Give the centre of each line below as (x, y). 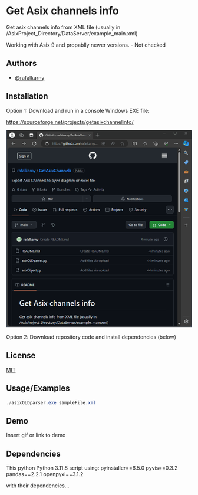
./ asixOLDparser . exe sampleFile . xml (51, 402)
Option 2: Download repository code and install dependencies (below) (91, 337)
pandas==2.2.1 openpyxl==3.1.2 (45, 474)
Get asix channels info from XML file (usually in (63, 27)
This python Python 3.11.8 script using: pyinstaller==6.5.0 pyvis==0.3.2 (92, 468)
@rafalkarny (29, 77)
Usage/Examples (38, 389)
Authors (22, 63)
